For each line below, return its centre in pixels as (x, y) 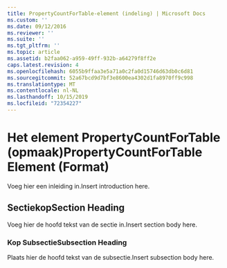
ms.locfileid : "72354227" (44, 104)
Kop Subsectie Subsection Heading (67, 242)
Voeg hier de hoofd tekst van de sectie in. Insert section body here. (102, 224)
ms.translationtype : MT (42, 84)
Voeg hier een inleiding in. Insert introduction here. (79, 186)
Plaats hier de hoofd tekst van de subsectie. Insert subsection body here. (111, 257)
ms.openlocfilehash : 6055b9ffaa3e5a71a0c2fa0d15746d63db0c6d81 (100, 71)
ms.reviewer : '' (30, 33)
